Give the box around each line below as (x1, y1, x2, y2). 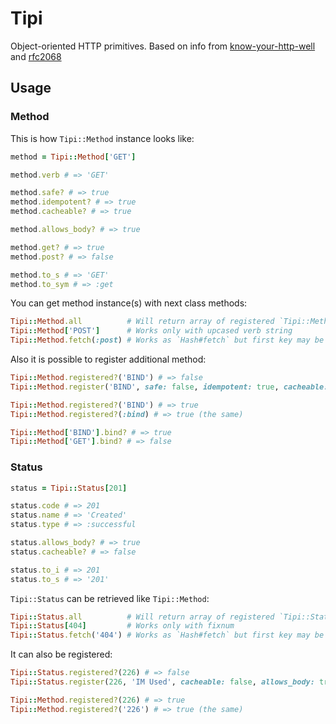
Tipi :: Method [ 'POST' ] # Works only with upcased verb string (10, 326, 293, 336)
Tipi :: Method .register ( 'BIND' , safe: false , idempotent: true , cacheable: (10, 382, 329, 392)
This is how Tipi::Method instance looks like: (10, 132, 195, 144)
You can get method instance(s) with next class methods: (10, 297, 248, 309)
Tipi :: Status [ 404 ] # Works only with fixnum (10, 621, 235, 631)
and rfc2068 (10, 50, 62, 62)
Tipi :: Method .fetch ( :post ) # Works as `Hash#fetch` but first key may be (10, 335, 325, 346)
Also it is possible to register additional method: (10, 353, 207, 365)
